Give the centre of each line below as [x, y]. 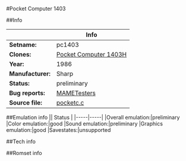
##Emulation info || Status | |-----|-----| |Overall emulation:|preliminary [93, 117]
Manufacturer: [30, 74]
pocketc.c [70, 102]
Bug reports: [27, 93]
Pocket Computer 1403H [91, 54]
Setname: [23, 45]
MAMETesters [76, 93]
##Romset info [24, 153]
